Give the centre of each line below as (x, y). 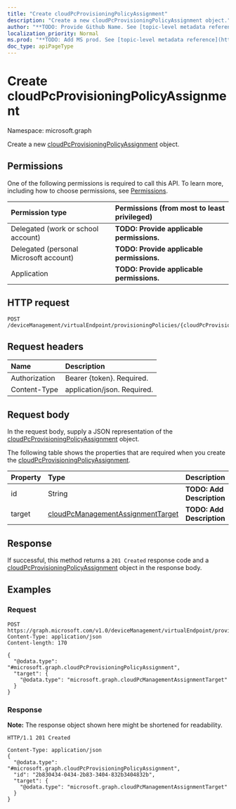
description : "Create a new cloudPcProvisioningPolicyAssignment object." (119, 20)
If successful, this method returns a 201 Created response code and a (108, 560)
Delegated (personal (45, 249)
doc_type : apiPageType (40, 46)
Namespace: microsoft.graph (50, 130)
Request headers (46, 346)
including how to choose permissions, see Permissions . (88, 190)
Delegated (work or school (55, 228)
